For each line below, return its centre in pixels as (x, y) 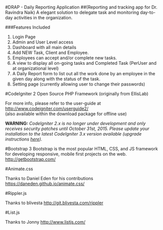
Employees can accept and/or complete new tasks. (65, 58)
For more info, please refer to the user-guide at (53, 103)
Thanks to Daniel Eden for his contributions (49, 178)
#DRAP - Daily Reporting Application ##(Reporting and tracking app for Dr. (81, 7)
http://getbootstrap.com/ (30, 159)
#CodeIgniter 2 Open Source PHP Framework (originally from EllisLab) (77, 94)
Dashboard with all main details (44, 47)
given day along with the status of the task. (56, 79)
